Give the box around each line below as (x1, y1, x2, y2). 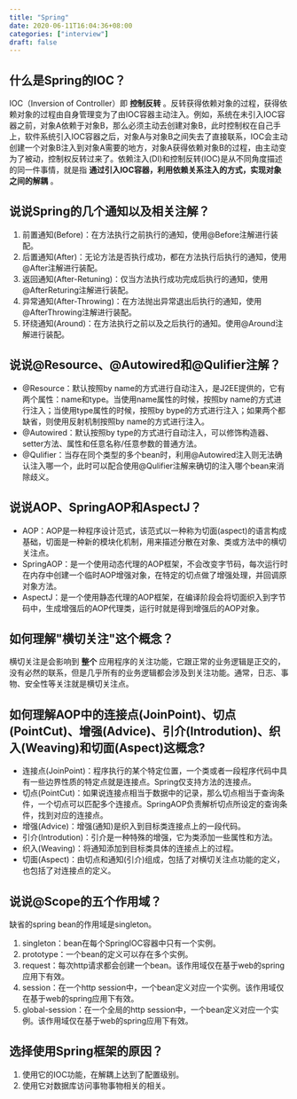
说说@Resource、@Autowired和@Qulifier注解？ (9, 357, 281, 373)
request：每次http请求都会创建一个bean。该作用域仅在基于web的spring (21, 960, 285, 970)
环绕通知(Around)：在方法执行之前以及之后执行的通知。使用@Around (21, 318, 276, 328)
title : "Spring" (9, 12, 69, 22)
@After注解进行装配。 (21, 263, 103, 273)
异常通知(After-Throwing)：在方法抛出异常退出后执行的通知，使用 (21, 295, 262, 306)
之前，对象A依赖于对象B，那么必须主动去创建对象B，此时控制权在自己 (16, 121, 273, 131)
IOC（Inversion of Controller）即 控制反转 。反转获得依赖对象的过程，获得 (9, 98, 280, 109)
